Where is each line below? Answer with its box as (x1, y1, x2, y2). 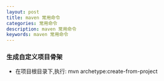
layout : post (6, 9, 40, 15)
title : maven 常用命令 (6, 15, 60, 21)
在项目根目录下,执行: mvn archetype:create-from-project (15, 68, 158, 75)
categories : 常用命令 (6, 20, 58, 26)
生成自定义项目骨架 (6, 53, 63, 62)
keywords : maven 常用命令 (6, 32, 69, 38)
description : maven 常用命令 (6, 26, 77, 32)
